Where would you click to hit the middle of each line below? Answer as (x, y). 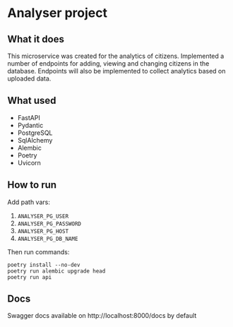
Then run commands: (38, 251)
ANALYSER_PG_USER (43, 216)
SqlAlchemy (35, 140)
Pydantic (30, 125)
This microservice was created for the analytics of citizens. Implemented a (116, 56)
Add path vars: (29, 202)
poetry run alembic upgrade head (56, 271)
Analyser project (58, 13)
